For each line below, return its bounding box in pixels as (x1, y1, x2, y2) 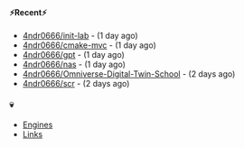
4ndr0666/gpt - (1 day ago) (22, 50, 125, 60)
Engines (22, 119, 53, 130)
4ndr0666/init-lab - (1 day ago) (22, 31, 138, 42)
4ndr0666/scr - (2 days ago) (22, 79, 130, 89)
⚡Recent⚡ (9, 6, 47, 17)
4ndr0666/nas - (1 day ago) (22, 59, 127, 70)
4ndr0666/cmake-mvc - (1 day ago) (22, 40, 156, 51)
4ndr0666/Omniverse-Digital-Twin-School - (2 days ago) (22, 69, 236, 79)
